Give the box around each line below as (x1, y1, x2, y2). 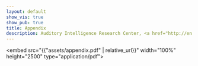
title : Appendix (6, 25, 46, 31)
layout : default (6, 8, 46, 15)
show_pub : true (6, 19, 44, 25)
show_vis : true (6, 14, 44, 20)
